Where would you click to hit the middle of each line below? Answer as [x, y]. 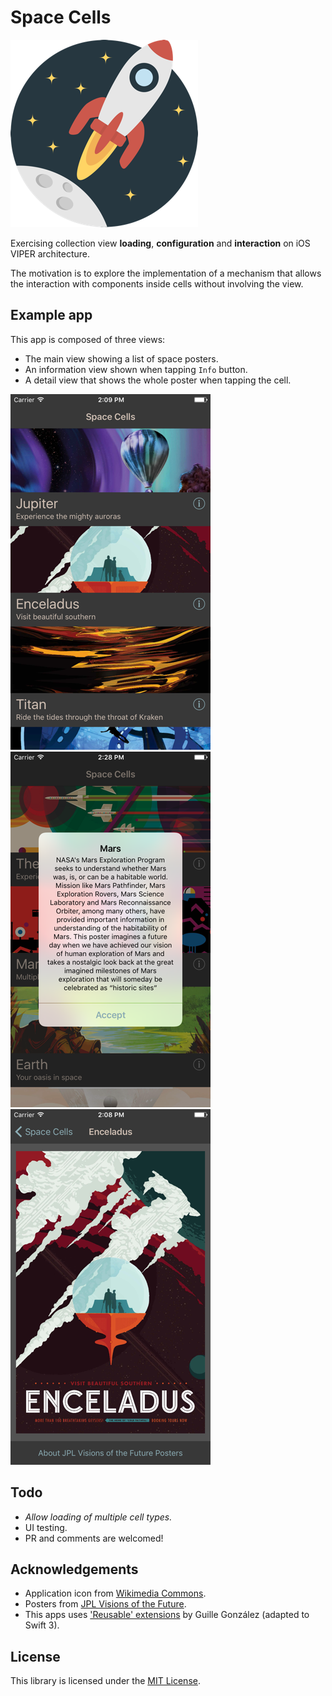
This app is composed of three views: [88, 339]
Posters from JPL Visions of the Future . [105, 1604]
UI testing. [46, 1527]
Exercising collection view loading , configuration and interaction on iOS [160, 243]
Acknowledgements [74, 1569]
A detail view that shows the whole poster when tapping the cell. [158, 380]
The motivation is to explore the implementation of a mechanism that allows [166, 273]
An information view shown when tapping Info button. [136, 369]
